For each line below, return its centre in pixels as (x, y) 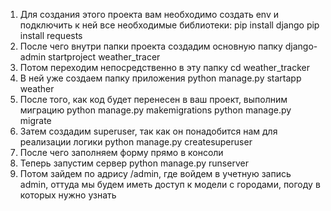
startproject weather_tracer (104, 57)
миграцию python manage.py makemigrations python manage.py (155, 110)
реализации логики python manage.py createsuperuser (136, 142)
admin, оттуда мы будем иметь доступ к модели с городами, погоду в (170, 184)
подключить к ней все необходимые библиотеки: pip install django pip (169, 25)
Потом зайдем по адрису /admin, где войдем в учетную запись (155, 173)
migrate (35, 120)
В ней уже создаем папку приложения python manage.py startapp (160, 78)
